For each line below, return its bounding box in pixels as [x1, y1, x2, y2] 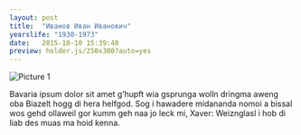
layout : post [9, 13, 59, 22]
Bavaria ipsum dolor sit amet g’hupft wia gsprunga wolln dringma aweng [9, 89, 278, 100]
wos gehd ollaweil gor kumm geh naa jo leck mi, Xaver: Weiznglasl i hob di [9, 108, 287, 119]
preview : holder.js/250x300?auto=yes [9, 47, 152, 56]
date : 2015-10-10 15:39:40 [9, 38, 119, 48]
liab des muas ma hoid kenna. [9, 118, 120, 129]
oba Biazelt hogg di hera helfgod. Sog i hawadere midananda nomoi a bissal [9, 98, 293, 109]
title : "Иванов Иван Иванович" [9, 22, 131, 31]
